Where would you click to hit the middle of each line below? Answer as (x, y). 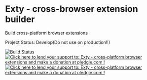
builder (20, 19)
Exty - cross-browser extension (72, 9)
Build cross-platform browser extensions (46, 33)
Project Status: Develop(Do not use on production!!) (58, 42)
